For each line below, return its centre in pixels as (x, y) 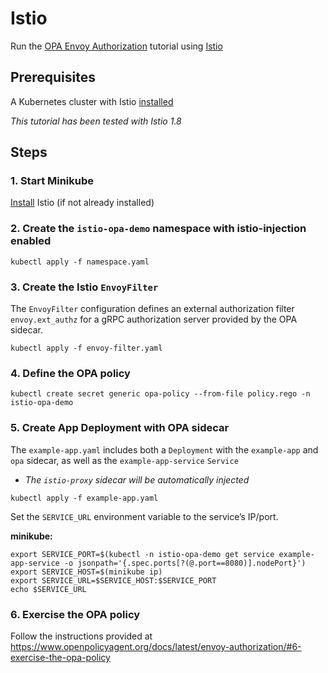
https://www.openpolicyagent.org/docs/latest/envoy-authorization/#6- (156, 646)
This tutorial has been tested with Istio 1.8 (96, 121)
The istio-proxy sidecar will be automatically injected (137, 479)
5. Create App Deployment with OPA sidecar (120, 428)
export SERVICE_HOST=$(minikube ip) (86, 572)
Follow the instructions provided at (81, 636)
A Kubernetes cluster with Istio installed (92, 101)
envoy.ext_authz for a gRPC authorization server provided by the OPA (154, 319)
